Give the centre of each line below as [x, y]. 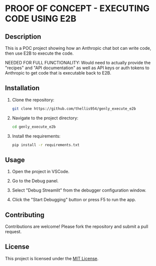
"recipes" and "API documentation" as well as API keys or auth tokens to [77, 68]
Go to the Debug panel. [35, 181]
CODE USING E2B [41, 19]
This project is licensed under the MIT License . [52, 258]
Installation [22, 88]
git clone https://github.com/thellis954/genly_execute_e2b [74, 109]
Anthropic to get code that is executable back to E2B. [58, 73]
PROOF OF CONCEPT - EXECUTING [77, 8]
